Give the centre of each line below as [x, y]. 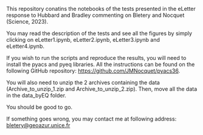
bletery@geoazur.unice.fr [38, 125]
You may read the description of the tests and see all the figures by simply [99, 33]
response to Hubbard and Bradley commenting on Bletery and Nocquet [95, 15]
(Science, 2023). [27, 21]
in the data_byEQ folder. [36, 95]
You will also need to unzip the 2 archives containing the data [83, 82]
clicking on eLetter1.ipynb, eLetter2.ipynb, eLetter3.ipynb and [83, 40]
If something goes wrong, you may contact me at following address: [91, 119]
